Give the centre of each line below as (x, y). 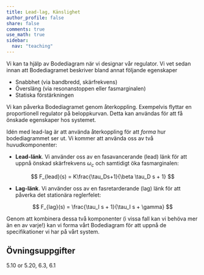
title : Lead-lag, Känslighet (43, 12)
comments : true (26, 29)
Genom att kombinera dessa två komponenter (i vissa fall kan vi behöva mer (102, 219)
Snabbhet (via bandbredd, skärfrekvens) (66, 82)
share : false (23, 23)
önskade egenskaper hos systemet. (51, 119)
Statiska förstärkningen (45, 95)
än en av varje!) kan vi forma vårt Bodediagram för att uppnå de (86, 225)
